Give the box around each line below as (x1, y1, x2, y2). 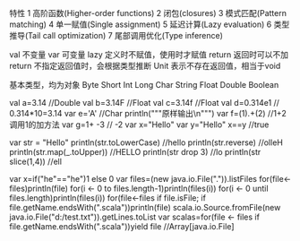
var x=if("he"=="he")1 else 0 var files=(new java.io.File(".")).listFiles (9, 174, 258, 184)
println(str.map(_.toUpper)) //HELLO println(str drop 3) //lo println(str (9, 147, 261, 157)
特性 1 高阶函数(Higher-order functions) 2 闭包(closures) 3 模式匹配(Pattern (9, 8, 287, 18)
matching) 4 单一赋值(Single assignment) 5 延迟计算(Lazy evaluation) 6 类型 (9, 19, 290, 30)
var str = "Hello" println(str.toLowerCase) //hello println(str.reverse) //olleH (9, 137, 284, 148)
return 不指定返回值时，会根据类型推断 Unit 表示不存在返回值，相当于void (9, 61, 281, 71)
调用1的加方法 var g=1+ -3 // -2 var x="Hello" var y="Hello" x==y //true (9, 119, 270, 130)
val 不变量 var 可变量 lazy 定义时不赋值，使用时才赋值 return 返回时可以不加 (9, 49, 289, 60)
